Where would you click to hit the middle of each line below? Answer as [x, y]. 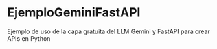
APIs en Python [29, 38]
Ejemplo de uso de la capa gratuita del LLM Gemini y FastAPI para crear [109, 31]
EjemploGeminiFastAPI [74, 13]
